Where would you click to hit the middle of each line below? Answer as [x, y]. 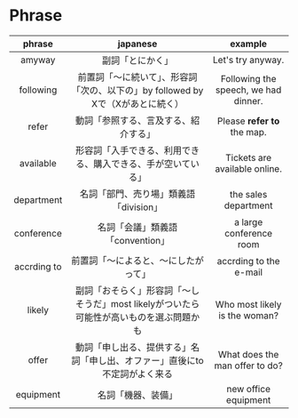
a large [248, 221]
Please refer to [248, 121]
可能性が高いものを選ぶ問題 [133, 317]
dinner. [248, 100]
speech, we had [249, 90]
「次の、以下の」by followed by [137, 90]
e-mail [249, 272]
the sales [248, 194]
